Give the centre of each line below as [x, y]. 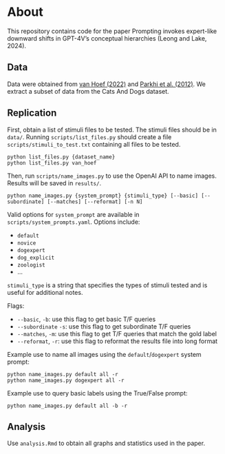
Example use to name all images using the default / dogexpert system [104, 354]
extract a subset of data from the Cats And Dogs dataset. [88, 91]
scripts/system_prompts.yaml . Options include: [74, 222]
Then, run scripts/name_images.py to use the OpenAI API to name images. [112, 176]
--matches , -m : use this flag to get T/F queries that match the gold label [117, 333]
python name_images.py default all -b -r [67, 406]
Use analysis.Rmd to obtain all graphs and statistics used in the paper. [106, 443]
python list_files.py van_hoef [52, 163]
